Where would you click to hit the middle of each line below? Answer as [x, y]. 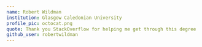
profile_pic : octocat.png [39, 23]
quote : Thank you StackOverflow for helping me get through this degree [101, 29]
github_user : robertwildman [42, 35]
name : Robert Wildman [34, 12]
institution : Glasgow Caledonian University [64, 18]
